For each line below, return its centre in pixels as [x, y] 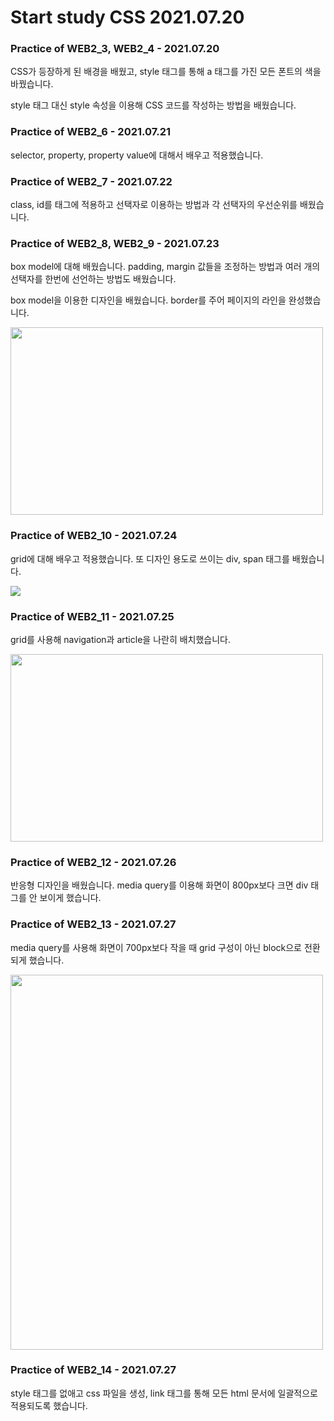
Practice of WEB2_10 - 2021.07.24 [94, 536]
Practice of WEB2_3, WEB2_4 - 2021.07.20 [115, 49]
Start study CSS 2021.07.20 [127, 17]
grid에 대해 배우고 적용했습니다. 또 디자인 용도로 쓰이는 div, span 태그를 [150, 558]
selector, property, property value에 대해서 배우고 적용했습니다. [137, 155]
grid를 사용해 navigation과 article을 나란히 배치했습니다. [121, 639]
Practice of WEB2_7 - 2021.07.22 [91, 181]
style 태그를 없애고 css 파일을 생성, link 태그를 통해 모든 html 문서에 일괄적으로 [164, 1393]
